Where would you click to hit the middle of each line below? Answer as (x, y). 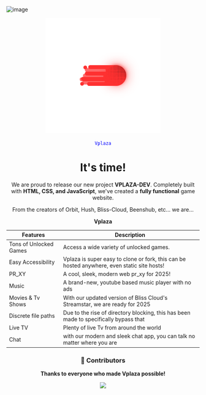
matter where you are (90, 343)
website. (103, 197)
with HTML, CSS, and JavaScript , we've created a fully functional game (103, 191)
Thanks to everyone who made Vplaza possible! (103, 374)
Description (130, 235)
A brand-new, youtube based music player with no (127, 283)
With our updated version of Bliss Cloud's (116, 297)
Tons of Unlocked (31, 244)
